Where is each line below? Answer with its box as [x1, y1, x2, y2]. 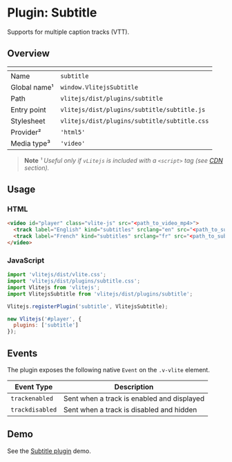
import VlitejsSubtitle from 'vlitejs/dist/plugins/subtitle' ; [7, 290, 193, 298]
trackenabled [10, 395, 54, 403]
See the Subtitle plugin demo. [7, 447, 91, 455]
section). [23, 164, 50, 172]
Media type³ [10, 138, 50, 148]
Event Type [14, 382, 53, 392]
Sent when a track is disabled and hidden [63, 405, 197, 415]
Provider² [10, 127, 41, 137]
